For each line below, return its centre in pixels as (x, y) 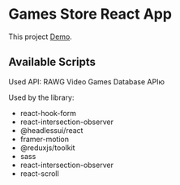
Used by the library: (41, 97)
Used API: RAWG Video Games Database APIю (86, 81)
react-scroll (39, 173)
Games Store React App (90, 14)
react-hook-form (48, 113)
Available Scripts (52, 62)
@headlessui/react (51, 130)
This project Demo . (41, 37)
